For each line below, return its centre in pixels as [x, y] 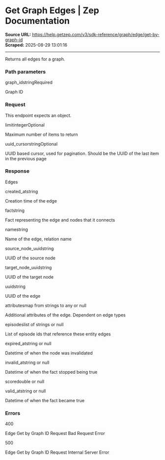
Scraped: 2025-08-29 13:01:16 [36, 45]
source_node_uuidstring [29, 248]
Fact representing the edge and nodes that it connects [60, 220]
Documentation [38, 21]
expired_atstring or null [28, 343]
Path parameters [25, 72]
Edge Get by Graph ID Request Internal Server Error [57, 452]
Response [17, 171]
